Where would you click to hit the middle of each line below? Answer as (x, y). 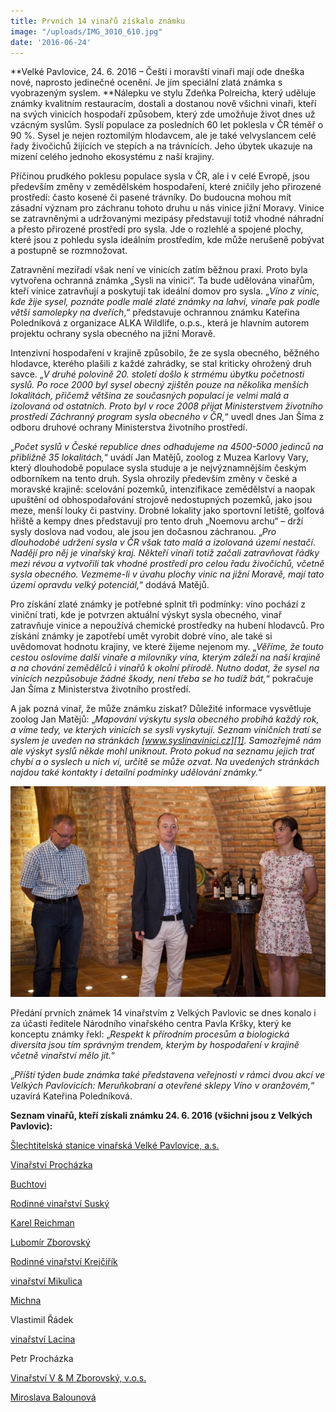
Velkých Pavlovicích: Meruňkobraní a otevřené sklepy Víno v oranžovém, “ (162, 1085)
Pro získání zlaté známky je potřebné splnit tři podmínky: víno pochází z (158, 604)
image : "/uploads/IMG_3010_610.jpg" (86, 31)
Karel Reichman (42, 1222)
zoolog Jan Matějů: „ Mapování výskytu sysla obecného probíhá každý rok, (165, 719)
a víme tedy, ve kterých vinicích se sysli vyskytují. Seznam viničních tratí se (166, 730)
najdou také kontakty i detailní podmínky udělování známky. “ (136, 772)
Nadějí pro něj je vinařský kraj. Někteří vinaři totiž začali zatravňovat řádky (165, 553)
